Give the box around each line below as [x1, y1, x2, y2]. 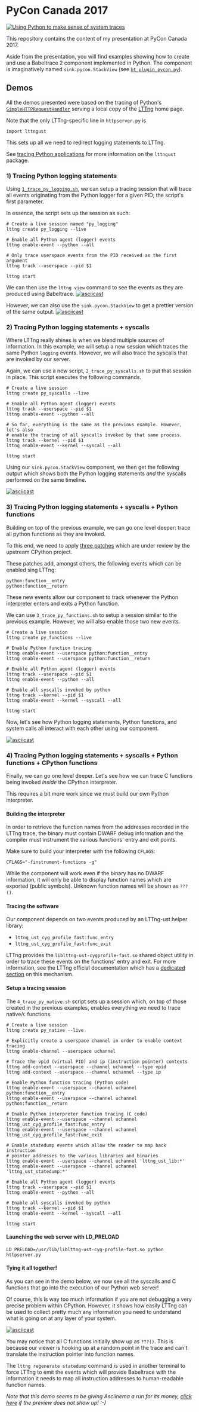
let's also [6, 427, 33, 433]
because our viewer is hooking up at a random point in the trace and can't [6, 1344, 188, 1351]
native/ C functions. [6, 1010, 52, 1017]
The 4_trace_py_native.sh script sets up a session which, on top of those [6, 998, 186, 1005]
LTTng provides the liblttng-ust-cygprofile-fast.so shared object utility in [6, 952, 194, 959]
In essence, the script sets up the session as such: [6, 210, 130, 217]
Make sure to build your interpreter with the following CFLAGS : [6, 848, 156, 855]
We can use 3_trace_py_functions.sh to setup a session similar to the [6, 611, 178, 619]
